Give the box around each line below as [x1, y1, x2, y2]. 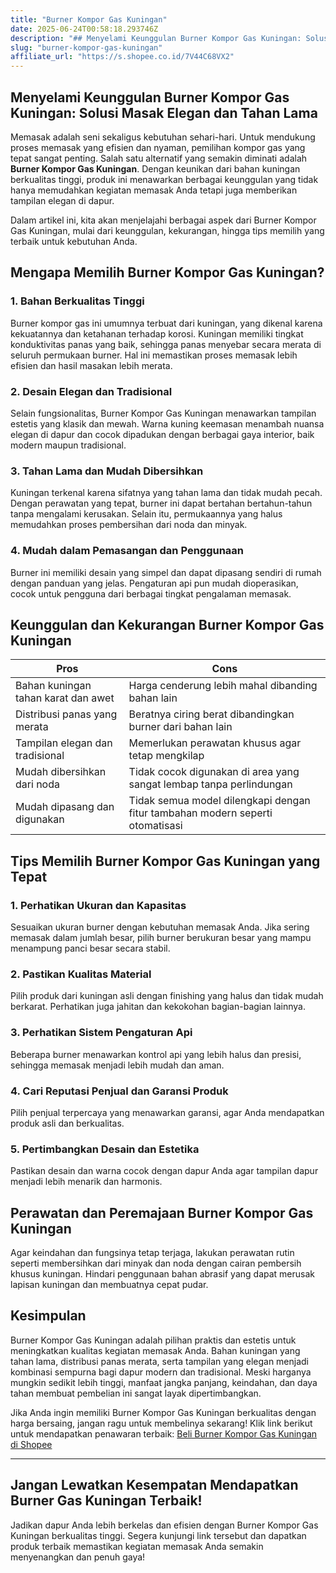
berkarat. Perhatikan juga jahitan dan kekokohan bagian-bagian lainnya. [10, 1001, 306, 1013]
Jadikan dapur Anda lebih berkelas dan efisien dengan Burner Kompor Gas [10, 1519, 319, 1531]
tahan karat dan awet [15, 691, 115, 705]
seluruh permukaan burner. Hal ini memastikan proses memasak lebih [10, 349, 298, 361]
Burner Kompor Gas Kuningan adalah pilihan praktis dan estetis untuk [10, 1334, 297, 1346]
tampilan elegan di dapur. [10, 194, 115, 206]
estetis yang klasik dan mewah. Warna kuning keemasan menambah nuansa [10, 417, 325, 430]
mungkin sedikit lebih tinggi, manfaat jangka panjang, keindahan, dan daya [10, 1376, 318, 1388]
